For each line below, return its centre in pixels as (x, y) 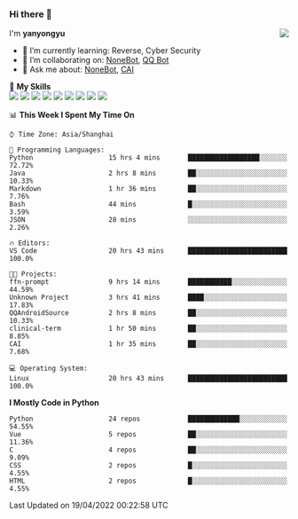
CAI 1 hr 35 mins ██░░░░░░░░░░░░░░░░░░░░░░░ (149, 344)
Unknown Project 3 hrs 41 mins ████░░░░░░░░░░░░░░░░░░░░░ (149, 298)
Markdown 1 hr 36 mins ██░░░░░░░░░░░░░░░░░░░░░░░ (149, 189)
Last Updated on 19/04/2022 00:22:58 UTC (89, 506)
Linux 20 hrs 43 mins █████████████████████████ (149, 379)
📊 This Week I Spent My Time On (72, 115)
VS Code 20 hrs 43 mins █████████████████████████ (149, 251)
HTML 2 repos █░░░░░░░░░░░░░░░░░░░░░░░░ (149, 481)
